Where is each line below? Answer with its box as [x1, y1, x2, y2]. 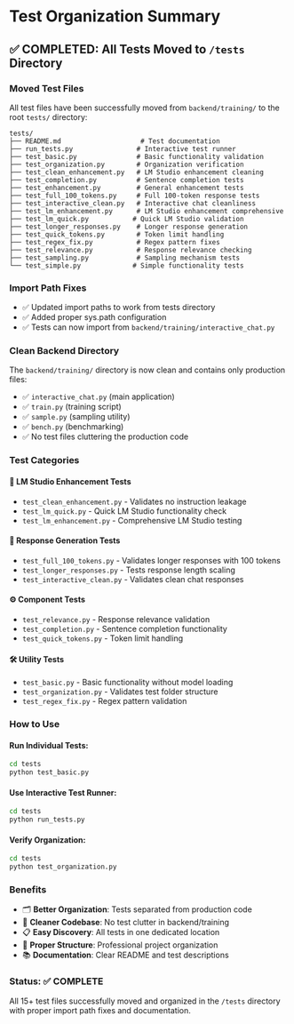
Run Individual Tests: [9, 740, 89, 750]
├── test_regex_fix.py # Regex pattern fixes [9, 237, 220, 246]
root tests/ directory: [9, 111, 88, 122]
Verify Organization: [9, 834, 86, 845]
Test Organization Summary [9, 6, 221, 27]
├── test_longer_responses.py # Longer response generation [9, 222, 249, 231]
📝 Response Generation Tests [9, 535, 121, 546]
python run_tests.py [9, 815, 86, 824]
